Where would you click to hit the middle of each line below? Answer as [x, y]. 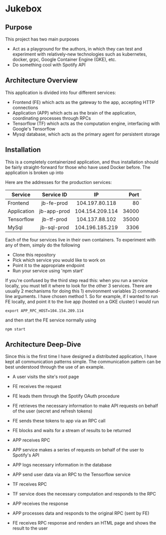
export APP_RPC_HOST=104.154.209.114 [44, 310]
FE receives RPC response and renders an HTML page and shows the [84, 523]
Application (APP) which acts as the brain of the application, [74, 112]
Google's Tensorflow [34, 128]
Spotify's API [26, 455]
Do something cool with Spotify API [49, 65]
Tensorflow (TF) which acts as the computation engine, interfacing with [86, 123]
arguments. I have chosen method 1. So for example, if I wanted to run [86, 296]
